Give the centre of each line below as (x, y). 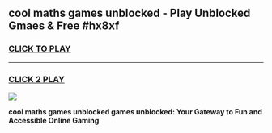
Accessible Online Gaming (54, 120)
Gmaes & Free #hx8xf (64, 26)
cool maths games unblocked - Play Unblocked (130, 13)
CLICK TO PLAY (40, 49)
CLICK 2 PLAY (36, 79)
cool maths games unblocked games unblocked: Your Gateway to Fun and (136, 111)
